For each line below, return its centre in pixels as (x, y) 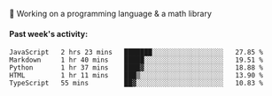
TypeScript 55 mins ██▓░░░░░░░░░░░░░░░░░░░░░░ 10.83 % (136, 84)
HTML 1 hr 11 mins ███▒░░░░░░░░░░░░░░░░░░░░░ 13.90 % (136, 76)
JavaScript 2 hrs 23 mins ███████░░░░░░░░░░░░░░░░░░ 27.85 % (136, 53)
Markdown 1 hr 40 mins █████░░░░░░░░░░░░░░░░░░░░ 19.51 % (136, 60)
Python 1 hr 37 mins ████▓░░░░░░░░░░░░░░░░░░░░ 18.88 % (136, 68)
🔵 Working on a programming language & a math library (111, 14)
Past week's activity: (49, 33)
